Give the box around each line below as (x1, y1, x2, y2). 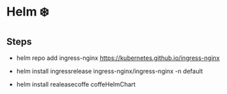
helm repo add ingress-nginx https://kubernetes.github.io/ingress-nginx (16, 54, 220, 62)
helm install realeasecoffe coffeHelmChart (16, 80, 136, 88)
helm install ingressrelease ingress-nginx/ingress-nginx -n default (16, 67, 203, 75)
